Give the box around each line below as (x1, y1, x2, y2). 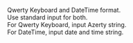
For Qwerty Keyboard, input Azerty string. (7, 21, 127, 28)
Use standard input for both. (7, 13, 88, 21)
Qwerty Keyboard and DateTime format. (7, 6, 121, 14)
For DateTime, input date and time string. (7, 28, 124, 36)
